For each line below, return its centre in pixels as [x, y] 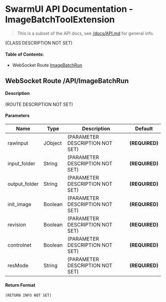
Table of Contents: [25, 54]
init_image [20, 204]
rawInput [18, 143]
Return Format [20, 285]
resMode [18, 265]
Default [144, 129]
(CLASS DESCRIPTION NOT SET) [39, 43]
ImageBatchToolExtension [60, 20]
